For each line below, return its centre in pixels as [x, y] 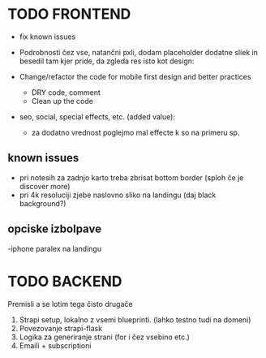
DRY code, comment [66, 92]
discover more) [45, 186]
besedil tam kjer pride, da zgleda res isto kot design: [107, 61]
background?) [43, 203]
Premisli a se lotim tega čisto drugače [70, 304]
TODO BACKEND [65, 281]
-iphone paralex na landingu [55, 248]
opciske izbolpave [55, 229]
